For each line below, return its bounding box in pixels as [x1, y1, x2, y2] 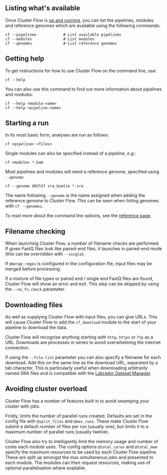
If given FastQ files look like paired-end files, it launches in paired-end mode [5, 246, 162, 252]
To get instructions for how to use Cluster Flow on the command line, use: [5, 67, 157, 74]
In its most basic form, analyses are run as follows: [5, 132, 109, 138]
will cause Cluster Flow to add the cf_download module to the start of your [5, 319, 157, 325]
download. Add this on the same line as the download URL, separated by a [5, 360, 158, 366]
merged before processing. [5, 266, 61, 272]
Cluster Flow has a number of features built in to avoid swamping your [5, 398, 150, 404]
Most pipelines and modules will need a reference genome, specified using [5, 169, 160, 175]
